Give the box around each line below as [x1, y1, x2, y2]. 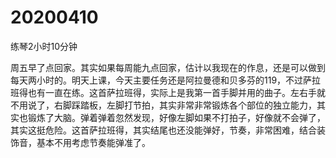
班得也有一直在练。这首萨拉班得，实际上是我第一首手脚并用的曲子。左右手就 [10, 86, 326, 98]
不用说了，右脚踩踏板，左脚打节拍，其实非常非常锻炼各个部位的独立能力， [10, 99, 317, 111]
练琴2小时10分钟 [10, 40, 78, 52]
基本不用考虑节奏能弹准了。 [36, 136, 151, 148]
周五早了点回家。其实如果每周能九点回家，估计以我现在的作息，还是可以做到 [10, 61, 326, 73]
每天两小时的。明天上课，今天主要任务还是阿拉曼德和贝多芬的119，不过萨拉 [10, 74, 322, 86]
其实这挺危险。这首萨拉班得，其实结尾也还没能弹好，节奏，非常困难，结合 [10, 124, 317, 136]
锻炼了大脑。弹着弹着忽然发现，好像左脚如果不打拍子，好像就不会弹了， [27, 111, 326, 123]
